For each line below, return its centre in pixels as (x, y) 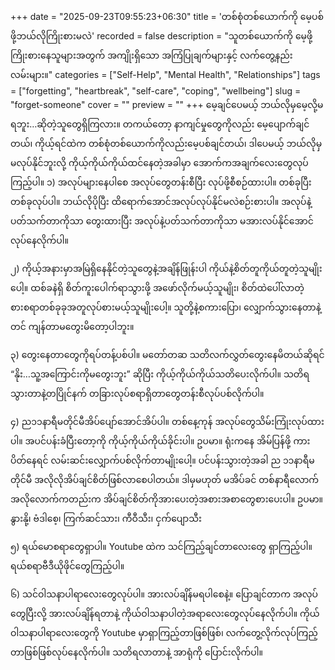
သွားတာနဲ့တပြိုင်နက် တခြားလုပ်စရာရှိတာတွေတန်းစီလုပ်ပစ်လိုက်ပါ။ (137, 393)
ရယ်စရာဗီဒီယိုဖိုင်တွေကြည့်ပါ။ (67, 566)
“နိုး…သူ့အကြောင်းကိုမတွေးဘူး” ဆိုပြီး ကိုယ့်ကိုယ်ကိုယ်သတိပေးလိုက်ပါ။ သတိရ (160, 374)
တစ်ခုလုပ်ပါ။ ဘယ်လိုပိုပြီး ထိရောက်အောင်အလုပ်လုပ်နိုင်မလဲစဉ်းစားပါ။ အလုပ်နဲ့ (161, 201)
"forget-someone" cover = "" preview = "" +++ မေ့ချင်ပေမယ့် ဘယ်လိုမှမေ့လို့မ (167, 104)
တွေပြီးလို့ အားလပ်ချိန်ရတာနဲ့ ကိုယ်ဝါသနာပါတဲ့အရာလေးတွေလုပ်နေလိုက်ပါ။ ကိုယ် (165, 613)
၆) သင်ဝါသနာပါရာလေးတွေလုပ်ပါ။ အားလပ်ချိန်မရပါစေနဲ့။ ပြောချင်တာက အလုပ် (164, 594)
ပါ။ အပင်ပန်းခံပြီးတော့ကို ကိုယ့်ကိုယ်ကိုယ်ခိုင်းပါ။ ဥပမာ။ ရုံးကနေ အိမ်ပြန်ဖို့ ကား (160, 441)
